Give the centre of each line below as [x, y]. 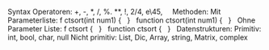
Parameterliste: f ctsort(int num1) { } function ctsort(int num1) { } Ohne [132, 20]
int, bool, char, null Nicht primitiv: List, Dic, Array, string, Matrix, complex [128, 37]
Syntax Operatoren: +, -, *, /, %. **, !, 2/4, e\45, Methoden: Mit [114, 12]
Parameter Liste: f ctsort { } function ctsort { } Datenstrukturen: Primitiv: [134, 29]
